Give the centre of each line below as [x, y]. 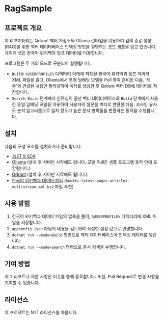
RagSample [28, 9]
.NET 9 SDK [24, 156]
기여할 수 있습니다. [22, 283]
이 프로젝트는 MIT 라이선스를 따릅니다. [41, 313]
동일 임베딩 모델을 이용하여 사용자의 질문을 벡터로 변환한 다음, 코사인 [82, 104]
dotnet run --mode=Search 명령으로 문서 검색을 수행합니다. [69, 247]
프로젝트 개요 [23, 28]
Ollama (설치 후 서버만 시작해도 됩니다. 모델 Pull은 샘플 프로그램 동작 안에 [82, 162]
